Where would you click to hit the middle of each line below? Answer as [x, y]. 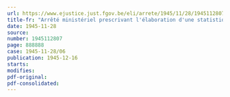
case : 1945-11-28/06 [37, 52]
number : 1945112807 [35, 39]
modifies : [21, 70]
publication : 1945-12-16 [42, 58]
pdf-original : [27, 77]
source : [18, 32]
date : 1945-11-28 [32, 26]
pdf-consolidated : [33, 83]
